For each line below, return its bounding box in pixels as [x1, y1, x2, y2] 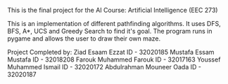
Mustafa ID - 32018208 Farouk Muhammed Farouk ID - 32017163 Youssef [7, 55, 221, 64]
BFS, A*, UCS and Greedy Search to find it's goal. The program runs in [7, 27, 213, 35]
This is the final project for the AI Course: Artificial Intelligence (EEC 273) [7, 6, 218, 14]
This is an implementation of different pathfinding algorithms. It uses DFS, [7, 20, 221, 27]
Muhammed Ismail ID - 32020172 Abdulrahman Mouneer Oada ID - [7, 63, 202, 71]
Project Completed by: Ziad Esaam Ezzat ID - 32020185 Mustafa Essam [7, 48, 215, 56]
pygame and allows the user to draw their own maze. [7, 34, 161, 43]
